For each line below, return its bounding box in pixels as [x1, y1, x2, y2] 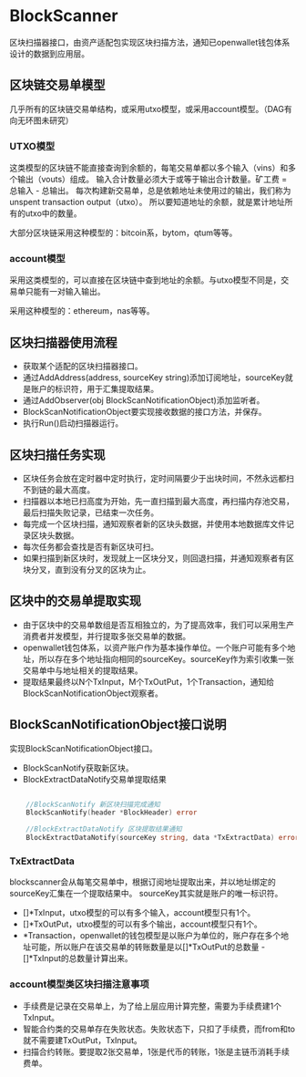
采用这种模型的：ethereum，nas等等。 [9, 305, 155, 316]
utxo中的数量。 [25, 208, 82, 219]
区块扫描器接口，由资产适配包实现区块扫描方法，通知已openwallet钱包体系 [9, 36, 291, 47]
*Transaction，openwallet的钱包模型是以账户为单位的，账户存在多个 [22, 930, 281, 941]
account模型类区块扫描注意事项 [9, 978, 150, 990]
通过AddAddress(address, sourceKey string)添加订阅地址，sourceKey [22, 372, 285, 383]
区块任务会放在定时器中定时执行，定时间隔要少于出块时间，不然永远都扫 [22, 472, 294, 483]
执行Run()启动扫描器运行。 [22, 418, 124, 429]
